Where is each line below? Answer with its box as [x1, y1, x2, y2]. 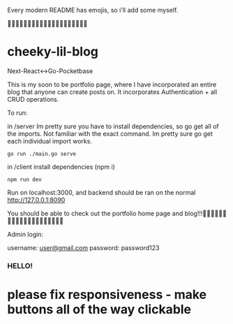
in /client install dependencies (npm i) [7, 162, 115, 171]
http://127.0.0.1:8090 [7, 195, 66, 204]
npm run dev [7, 176, 42, 183]
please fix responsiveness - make [7, 287, 207, 302]
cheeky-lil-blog [7, 44, 99, 60]
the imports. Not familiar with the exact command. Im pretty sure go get [7, 129, 213, 138]
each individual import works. [7, 137, 93, 145]
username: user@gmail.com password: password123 [7, 243, 160, 252]
